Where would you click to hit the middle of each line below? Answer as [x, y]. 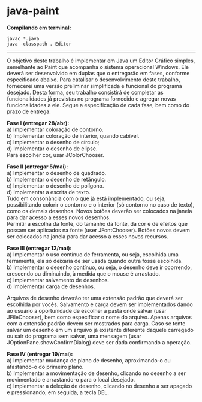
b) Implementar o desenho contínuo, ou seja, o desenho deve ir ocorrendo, [100, 267]
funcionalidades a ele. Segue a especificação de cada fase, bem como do [98, 105]
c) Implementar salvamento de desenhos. [58, 280]
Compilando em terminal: [39, 28]
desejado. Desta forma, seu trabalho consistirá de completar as [85, 92]
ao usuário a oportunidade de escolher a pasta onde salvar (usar [87, 310]
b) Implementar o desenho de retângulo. [57, 179]
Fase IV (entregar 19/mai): [40, 354]
